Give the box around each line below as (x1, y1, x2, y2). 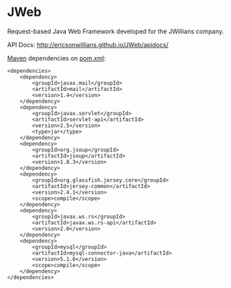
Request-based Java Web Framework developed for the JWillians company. (7, 27, 224, 35)
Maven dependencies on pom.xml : (7, 53, 106, 62)
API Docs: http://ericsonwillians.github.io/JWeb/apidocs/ (7, 40, 169, 49)
